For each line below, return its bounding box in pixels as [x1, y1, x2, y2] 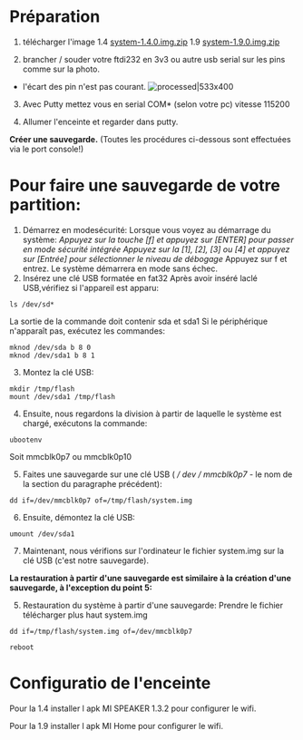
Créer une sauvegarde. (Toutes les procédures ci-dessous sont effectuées [9, 133, 292, 144]
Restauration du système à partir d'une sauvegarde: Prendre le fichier [22, 599, 284, 610]
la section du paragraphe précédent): [22, 478, 162, 489]
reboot [9, 642, 34, 652]
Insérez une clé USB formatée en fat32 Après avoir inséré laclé [22, 272, 259, 283]
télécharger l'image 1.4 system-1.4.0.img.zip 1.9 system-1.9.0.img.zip [22, 36, 280, 47]
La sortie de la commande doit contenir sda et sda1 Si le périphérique [9, 316, 269, 326]
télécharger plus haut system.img [22, 609, 148, 620]
